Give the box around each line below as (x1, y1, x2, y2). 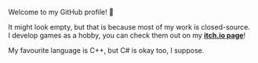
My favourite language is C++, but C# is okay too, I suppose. (8, 46, 205, 54)
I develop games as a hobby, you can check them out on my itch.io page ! (8, 31, 245, 40)
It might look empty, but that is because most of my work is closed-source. (8, 23, 251, 31)
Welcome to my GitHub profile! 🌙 (8, 8, 114, 16)
